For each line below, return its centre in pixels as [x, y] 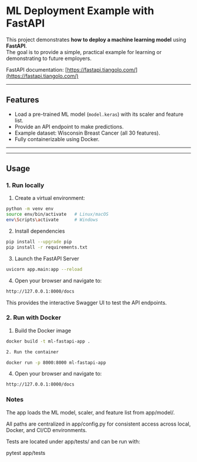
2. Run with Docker [34, 317]
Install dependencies [40, 231]
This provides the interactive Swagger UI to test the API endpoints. [86, 302]
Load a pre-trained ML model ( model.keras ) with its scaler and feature [99, 114]
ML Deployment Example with [80, 11]
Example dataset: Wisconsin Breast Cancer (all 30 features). [87, 133]
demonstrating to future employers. [49, 58]
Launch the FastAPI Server [47, 258]
